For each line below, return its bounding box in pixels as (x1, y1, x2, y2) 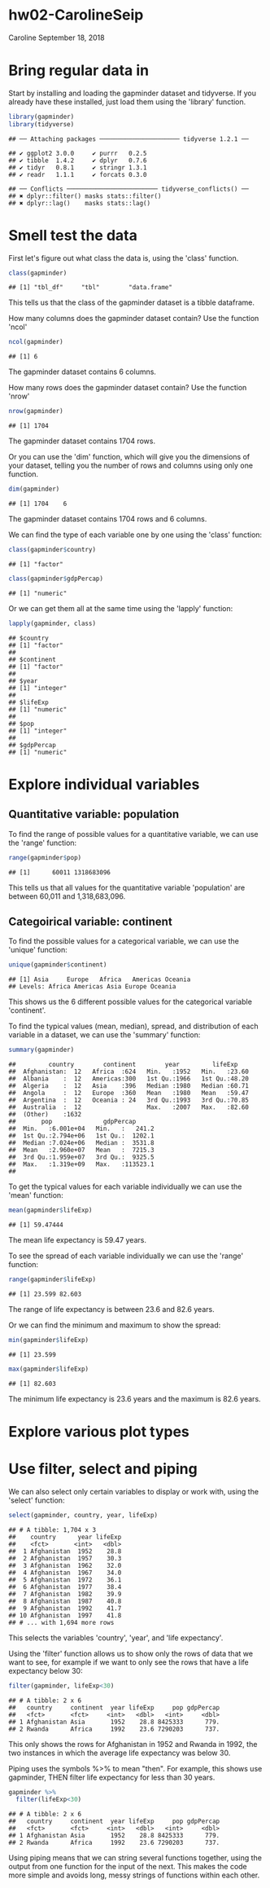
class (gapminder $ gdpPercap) (8, 574, 104, 583)
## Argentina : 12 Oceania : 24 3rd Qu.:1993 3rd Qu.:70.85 (8, 1096, 250, 1105)
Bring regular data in (8, 61, 149, 80)
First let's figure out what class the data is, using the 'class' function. (8, 253, 239, 262)
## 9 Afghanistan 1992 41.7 (8, 1604, 122, 1613)
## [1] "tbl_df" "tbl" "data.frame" (8, 284, 173, 292)
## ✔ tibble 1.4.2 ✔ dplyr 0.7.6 (8, 156, 148, 165)
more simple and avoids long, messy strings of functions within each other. (8, 1870, 260, 1880)
